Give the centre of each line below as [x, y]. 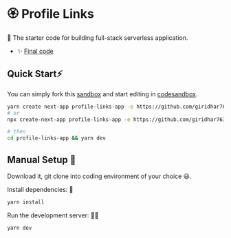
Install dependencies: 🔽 [40, 189]
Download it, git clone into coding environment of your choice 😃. [99, 176]
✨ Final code [35, 51]
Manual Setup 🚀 [42, 160]
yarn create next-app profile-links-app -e [70, 107]
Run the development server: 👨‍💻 [53, 215]
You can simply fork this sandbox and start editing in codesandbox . [102, 94]
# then [16, 132]
